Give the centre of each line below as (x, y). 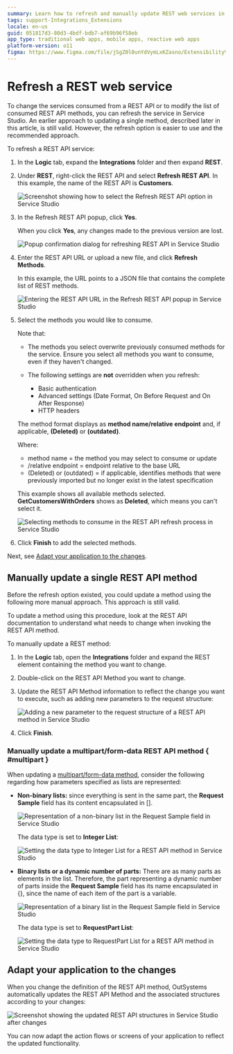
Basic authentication (67, 388)
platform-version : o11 (40, 46)
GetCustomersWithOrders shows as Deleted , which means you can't (117, 501)
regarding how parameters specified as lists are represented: (94, 781)
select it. (29, 508)
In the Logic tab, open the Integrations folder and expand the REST (114, 657)
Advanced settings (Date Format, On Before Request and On (124, 395)
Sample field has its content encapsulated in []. (85, 802)
